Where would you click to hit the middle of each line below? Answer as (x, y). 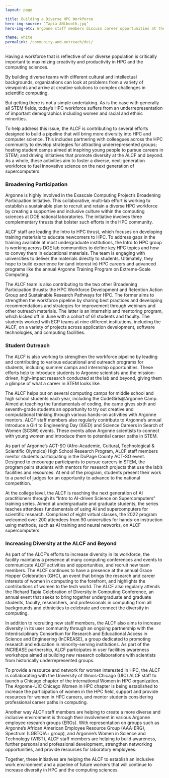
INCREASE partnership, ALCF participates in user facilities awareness (77, 650)
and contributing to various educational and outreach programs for (74, 362)
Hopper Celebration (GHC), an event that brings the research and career (80, 576)
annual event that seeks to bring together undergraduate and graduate (78, 597)
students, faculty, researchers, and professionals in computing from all (78, 602)
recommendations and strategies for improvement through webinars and (80, 306)
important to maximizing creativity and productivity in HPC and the (74, 62)
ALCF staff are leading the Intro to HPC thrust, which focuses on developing (84, 232)
